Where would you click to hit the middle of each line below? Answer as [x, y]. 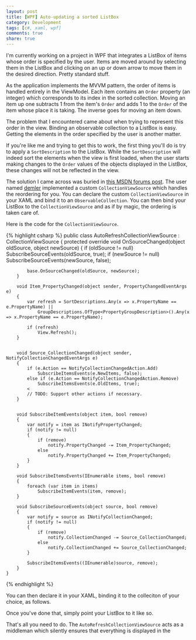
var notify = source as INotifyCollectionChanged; [90, 517]
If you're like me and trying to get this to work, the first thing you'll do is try [96, 145]
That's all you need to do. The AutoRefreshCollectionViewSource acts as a [95, 624]
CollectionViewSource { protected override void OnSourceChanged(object [96, 242]
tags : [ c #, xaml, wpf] [34, 28]
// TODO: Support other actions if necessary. [85, 394]
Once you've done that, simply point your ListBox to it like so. [80, 613]
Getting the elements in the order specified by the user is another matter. [94, 134]
